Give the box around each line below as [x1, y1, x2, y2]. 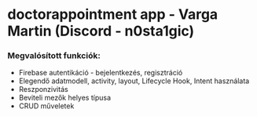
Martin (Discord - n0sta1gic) [7, 22, 195, 40]
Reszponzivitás [18, 85, 68, 94]
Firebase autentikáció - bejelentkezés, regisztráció [18, 68, 183, 78]
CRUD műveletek [18, 101, 75, 111]
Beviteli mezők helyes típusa [18, 93, 112, 103]
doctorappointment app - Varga [7, 5, 218, 24]
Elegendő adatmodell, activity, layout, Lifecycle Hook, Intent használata [18, 76, 250, 86]
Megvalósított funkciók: [7, 50, 101, 61]
